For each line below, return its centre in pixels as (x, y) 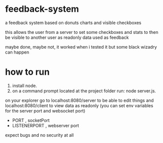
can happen (17, 52)
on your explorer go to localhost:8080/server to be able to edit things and (79, 100)
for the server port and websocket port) (45, 111)
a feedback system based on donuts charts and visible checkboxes (73, 23)
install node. (25, 86)
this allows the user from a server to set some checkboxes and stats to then (82, 32)
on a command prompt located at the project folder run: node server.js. (84, 91)
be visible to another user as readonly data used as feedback (67, 37)
